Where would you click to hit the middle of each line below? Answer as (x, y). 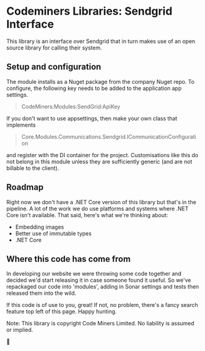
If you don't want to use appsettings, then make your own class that (92, 118)
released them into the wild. (41, 293)
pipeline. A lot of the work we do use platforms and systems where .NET (97, 209)
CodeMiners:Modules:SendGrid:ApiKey (71, 106)
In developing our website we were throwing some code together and (94, 274)
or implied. (20, 330)
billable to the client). (33, 168)
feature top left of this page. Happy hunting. (62, 312)
